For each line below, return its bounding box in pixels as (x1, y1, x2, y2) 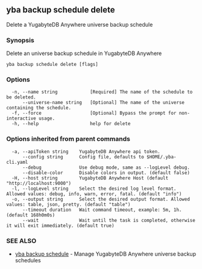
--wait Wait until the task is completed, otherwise (22, 217, 196, 223)
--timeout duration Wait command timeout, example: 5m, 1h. (22, 207, 182, 213)
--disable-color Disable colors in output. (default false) (22, 169, 190, 176)
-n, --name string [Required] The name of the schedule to (11, 89, 193, 96)
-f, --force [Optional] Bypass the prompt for (11, 110, 177, 117)
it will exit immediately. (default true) (6, 222, 115, 228)
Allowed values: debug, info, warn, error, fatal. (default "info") (6, 190, 182, 197)
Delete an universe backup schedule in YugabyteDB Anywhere (6, 50, 162, 57)
